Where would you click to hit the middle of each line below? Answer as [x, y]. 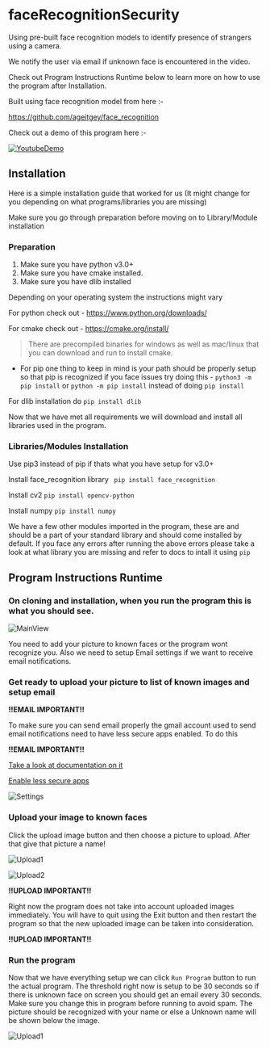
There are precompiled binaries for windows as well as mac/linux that [143, 344]
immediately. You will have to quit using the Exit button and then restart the [133, 915]
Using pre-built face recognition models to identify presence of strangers [130, 37]
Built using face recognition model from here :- [86, 101]
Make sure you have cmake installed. [81, 273]
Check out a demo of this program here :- [77, 132]
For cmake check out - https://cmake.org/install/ [89, 329]
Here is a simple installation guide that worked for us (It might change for [129, 193]
